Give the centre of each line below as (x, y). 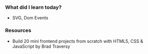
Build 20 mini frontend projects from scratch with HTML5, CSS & (78, 41)
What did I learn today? (33, 7)
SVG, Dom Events (30, 18)
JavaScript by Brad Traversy (41, 46)
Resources (18, 31)
